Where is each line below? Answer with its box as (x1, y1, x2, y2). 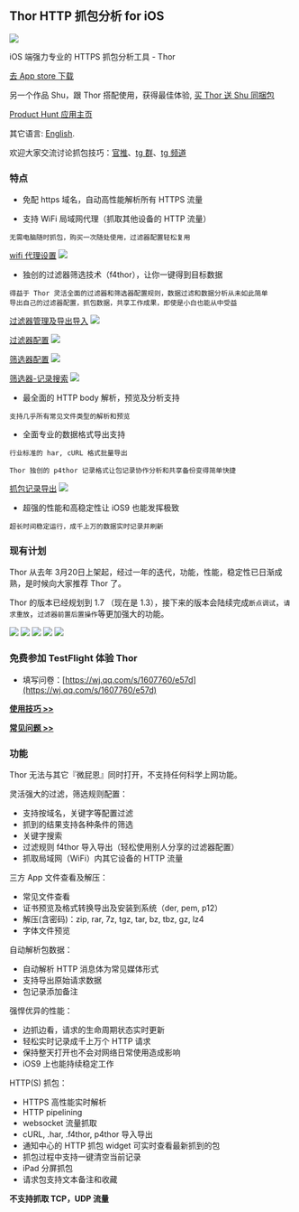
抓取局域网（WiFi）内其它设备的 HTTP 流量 (22, 853, 183, 863)
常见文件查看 (22, 891, 70, 901)
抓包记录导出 (9, 483, 57, 494)
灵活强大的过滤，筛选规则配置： (9, 788, 128, 799)
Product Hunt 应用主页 (9, 108, 93, 119)
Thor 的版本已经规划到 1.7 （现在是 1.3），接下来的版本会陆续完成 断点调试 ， (9, 597, 284, 608)
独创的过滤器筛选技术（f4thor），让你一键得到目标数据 (22, 269, 223, 280)
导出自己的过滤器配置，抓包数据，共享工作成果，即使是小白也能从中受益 (9, 299, 238, 308)
